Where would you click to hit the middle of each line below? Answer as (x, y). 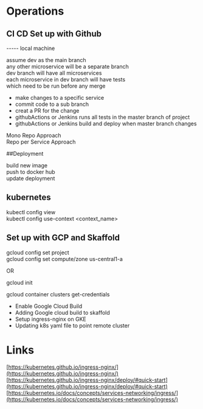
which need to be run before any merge (56, 86)
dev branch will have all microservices (54, 73)
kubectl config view (31, 212)
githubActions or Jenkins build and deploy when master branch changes (106, 124)
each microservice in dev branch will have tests (66, 79)
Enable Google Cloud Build (49, 306)
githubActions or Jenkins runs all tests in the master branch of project (102, 117)
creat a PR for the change (47, 110)
